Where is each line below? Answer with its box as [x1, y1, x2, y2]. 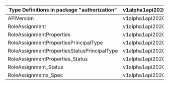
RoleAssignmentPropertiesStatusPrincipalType [8, 47, 118, 54]
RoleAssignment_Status [8, 63, 64, 70]
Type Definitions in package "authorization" [8, 6, 117, 13]
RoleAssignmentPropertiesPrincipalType [8, 39, 103, 46]
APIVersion [8, 15, 34, 21]
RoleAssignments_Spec [8, 72, 63, 78]
